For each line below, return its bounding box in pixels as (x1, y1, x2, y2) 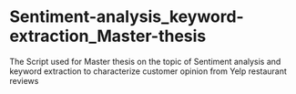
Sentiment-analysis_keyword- (9, 6, 244, 27)
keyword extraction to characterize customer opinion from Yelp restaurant (9, 66, 287, 77)
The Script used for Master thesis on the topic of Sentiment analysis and (9, 56, 281, 67)
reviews (9, 75, 39, 86)
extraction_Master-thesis (9, 26, 207, 47)
